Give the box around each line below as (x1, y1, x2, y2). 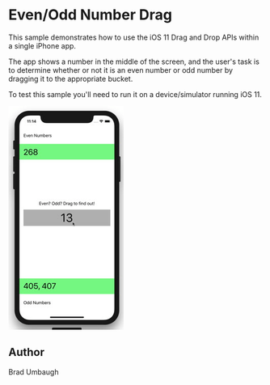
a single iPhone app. (8, 40, 77, 50)
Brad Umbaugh (8, 366, 59, 377)
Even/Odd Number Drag (8, 6, 172, 24)
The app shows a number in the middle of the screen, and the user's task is (8, 57, 260, 66)
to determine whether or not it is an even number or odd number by (8, 65, 233, 74)
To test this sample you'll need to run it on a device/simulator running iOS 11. (8, 89, 263, 99)
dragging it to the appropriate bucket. (8, 74, 133, 83)
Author (8, 345, 44, 359)
